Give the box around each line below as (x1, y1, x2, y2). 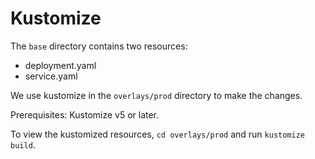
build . (10, 138, 36, 151)
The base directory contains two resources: (10, 40, 188, 52)
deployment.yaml (24, 59, 97, 71)
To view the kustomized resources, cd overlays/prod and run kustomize (10, 128, 305, 140)
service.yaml (24, 70, 78, 82)
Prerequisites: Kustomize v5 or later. (10, 108, 160, 121)
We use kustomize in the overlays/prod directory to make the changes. (10, 89, 303, 101)
